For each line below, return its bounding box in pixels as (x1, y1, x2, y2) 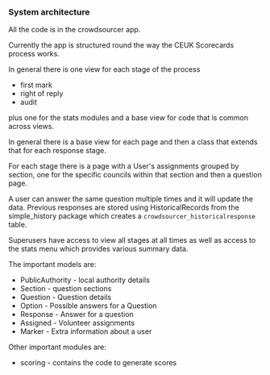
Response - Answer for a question (19, 310, 135, 319)
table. (8, 220, 27, 230)
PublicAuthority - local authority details (19, 275, 151, 285)
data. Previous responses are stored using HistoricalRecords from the (8, 202, 239, 212)
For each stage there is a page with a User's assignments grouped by (8, 161, 239, 171)
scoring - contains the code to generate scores (19, 358, 177, 368)
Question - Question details (19, 293, 111, 302)
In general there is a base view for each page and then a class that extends (8, 137, 258, 147)
